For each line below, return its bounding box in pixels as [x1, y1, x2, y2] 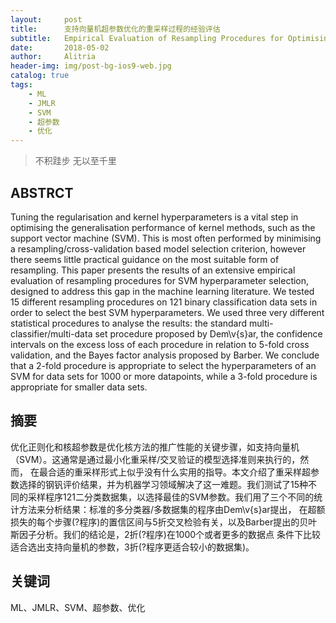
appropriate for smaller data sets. [10, 381, 148, 393]
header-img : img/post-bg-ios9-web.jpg [10, 61, 172, 71]
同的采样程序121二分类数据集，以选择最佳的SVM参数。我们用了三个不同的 [10, 491, 315, 503]
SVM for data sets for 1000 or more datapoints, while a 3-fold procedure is [10, 370, 318, 382]
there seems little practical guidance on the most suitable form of [10, 253, 280, 265]
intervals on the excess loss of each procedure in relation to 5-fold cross [10, 338, 310, 350]
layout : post [10, 14, 83, 25]
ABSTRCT [10, 184, 74, 201]
